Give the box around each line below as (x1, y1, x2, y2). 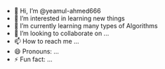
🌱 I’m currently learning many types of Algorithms (13, 22, 158, 30)
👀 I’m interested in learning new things (13, 14, 125, 23)
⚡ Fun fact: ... (13, 55, 53, 63)
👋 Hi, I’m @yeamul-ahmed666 (13, 7, 101, 15)
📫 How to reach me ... (13, 37, 79, 45)
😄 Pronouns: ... (13, 47, 60, 56)
